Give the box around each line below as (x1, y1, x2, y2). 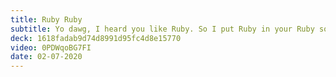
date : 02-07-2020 (10, 52, 83, 62)
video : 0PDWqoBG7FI (10, 42, 92, 53)
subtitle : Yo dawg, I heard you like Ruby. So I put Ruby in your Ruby (10, 24, 315, 34)
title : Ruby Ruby (10, 14, 83, 25)
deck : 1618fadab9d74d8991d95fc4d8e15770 (10, 33, 182, 43)
